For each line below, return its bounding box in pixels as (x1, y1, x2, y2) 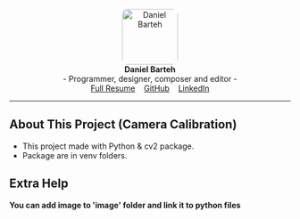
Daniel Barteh (124, 64, 176, 75)
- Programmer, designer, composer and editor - (62, 74, 238, 84)
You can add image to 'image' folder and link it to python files (9, 199, 241, 210)
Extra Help (9, 176, 69, 191)
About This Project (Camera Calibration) (9, 117, 237, 133)
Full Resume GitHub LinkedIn (90, 83, 210, 93)
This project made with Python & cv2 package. (21, 141, 195, 151)
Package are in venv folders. (21, 150, 128, 160)
